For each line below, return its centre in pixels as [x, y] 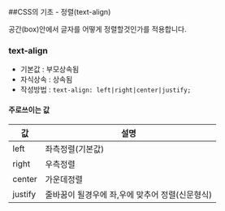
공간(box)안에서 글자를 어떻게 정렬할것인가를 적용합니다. [97, 29]
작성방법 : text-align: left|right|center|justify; [106, 90]
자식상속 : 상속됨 [46, 80]
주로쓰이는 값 [29, 110]
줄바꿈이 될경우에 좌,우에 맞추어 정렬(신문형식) [129, 195]
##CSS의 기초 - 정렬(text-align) [60, 12]
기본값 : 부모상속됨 [50, 69]
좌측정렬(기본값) [74, 149]
